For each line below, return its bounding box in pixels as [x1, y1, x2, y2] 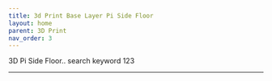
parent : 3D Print [8, 26, 67, 34]
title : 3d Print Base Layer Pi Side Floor [8, 11, 154, 20]
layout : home [8, 19, 53, 27]
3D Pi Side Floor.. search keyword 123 [8, 56, 135, 66]
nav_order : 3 [8, 34, 53, 43]
